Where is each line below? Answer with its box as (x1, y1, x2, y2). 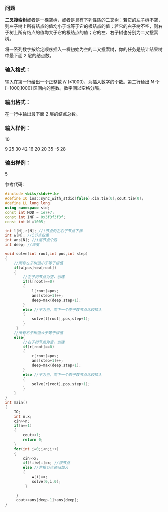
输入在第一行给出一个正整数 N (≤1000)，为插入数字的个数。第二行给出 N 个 (5, 79, 160, 85)
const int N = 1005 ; (5, 219, 46, 224)
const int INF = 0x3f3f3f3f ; (5, 214, 66, 220)
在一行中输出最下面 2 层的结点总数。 (5, 111, 81, 117)
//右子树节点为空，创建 (23, 339, 65, 345)
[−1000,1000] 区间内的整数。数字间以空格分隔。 (5, 85, 104, 91)
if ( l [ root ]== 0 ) (23, 279, 55, 284)
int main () (5, 400, 28, 405)
